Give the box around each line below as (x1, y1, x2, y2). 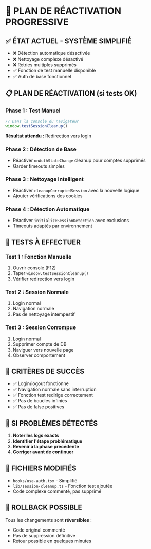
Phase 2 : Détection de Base (5, 145, 77, 153)
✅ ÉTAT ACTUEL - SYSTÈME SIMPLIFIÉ (5, 36, 132, 45)
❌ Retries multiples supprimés (12, 62, 77, 68)
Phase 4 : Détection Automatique (5, 206, 90, 213)
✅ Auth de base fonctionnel (12, 74, 71, 79)
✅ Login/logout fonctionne (12, 380, 69, 387)
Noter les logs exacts (12, 432, 59, 439)
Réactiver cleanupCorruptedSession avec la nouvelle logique (12, 188, 140, 194)
